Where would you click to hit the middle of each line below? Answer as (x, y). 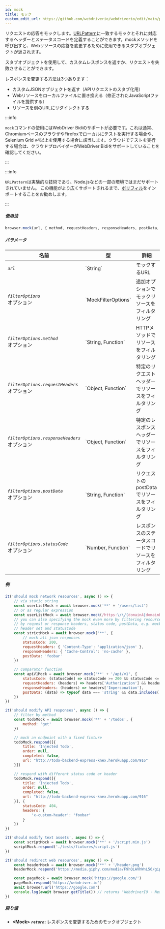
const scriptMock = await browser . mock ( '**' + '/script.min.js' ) (82, 842)
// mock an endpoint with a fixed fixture (58, 738)
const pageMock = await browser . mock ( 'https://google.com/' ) (78, 878)
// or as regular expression (44, 610)
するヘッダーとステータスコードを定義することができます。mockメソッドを (82, 39)
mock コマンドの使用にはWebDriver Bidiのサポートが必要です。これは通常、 (80, 128)
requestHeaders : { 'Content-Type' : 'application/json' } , (83, 647)
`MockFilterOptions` (108, 300)
